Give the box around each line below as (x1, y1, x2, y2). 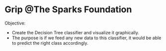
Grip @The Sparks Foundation (4, 4, 132, 15)
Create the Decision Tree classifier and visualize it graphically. (11, 29, 140, 35)
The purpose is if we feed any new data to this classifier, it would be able (11, 35, 162, 41)
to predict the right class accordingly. (11, 40, 88, 46)
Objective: (4, 20, 26, 26)
